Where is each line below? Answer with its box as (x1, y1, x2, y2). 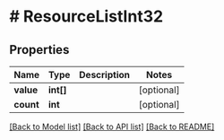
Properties (9, 42, 70, 57)
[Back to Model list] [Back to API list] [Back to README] (9, 121, 215, 132)
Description (79, 69, 130, 81)
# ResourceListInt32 (9, 6, 164, 27)
